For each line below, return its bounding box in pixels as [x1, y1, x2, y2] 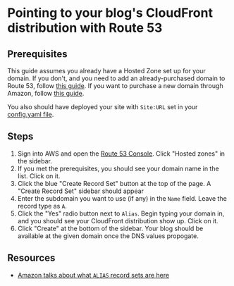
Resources [7, 252, 56, 264]
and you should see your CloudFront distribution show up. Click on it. [17, 216, 218, 225]
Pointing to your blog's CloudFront [7, 5, 214, 21]
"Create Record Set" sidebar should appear [17, 187, 144, 195]
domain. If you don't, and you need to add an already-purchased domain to [7, 74, 226, 82]
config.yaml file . [7, 111, 54, 118]
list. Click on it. [17, 171, 61, 180]
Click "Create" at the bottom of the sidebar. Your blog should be [17, 224, 204, 232]
